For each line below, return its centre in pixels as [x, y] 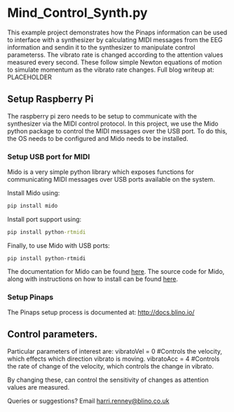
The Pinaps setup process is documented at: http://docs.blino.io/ [101, 312]
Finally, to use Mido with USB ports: [58, 245]
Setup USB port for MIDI [49, 157]
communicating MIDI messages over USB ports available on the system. [111, 180]
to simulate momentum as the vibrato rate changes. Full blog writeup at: [111, 69]
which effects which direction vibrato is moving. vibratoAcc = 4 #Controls [113, 359]
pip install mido [33, 206]
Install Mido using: [34, 193]
